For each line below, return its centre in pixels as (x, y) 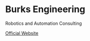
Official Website (22, 33)
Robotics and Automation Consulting (44, 23)
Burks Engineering (45, 9)
